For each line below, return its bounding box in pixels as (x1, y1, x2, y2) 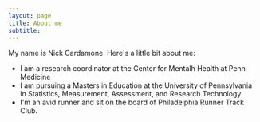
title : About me (8, 19, 62, 27)
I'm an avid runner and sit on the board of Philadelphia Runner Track (19, 97, 245, 108)
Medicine (19, 73, 51, 82)
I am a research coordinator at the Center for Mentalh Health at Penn (19, 64, 246, 73)
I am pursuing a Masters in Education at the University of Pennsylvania (19, 81, 253, 90)
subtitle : (8, 26, 41, 34)
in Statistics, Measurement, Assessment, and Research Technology (19, 89, 242, 99)
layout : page (8, 11, 52, 20)
